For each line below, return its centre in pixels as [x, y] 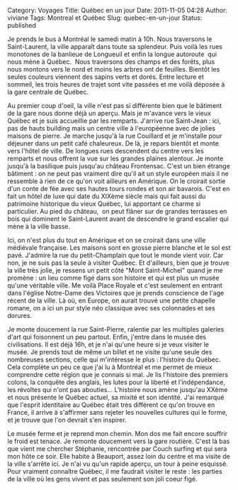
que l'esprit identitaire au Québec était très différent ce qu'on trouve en [111, 405]
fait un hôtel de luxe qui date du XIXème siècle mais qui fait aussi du [107, 196]
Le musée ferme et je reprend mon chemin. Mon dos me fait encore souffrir [118, 434]
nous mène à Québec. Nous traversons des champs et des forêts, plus [111, 62]
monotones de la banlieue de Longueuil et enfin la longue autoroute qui [112, 54]
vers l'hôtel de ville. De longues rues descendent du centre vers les [106, 151]
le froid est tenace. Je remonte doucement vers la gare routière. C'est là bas [119, 441]
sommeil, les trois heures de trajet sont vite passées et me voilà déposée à [116, 84]
